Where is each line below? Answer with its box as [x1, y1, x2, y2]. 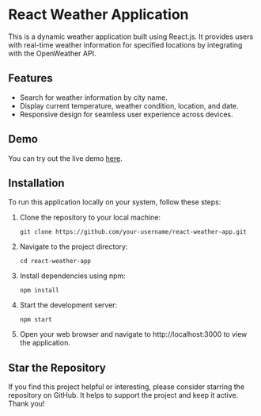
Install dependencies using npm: [19, 271, 127, 281]
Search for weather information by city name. [19, 93, 168, 102]
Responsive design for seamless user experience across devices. [19, 109, 233, 119]
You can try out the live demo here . [8, 153, 123, 163]
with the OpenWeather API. [8, 48, 96, 58]
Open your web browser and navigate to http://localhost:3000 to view [19, 330, 248, 339]
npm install [19, 287, 59, 295]
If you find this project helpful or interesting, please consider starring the [8, 382, 245, 391]
